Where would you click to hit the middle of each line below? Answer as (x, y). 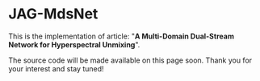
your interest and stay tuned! (56, 68)
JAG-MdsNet (53, 14)
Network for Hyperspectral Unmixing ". (74, 44)
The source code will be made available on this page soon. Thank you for (130, 60)
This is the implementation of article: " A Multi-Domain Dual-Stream (121, 36)
